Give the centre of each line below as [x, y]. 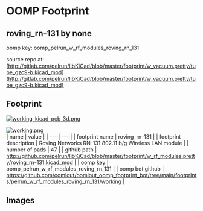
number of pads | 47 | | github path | [52, 150]
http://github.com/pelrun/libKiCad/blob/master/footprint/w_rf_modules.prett [101, 156]
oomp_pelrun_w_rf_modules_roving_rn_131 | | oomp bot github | [85, 168]
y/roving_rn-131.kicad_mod [40, 162]
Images [21, 200]
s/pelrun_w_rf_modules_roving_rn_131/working [64, 181]
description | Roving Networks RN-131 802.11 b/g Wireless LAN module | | [98, 143]
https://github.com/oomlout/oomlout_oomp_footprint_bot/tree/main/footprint [101, 175]
